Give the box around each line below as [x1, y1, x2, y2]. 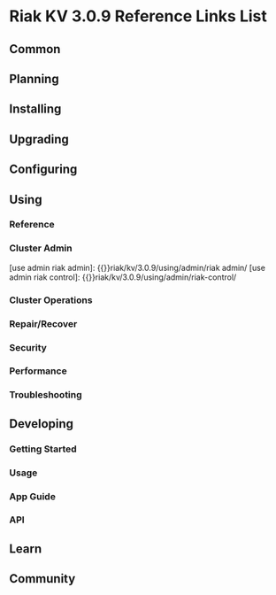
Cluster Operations [9, 294, 93, 306]
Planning [9, 71, 59, 86]
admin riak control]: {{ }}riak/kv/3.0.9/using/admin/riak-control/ [9, 272, 237, 282]
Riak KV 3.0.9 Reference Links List [9, 6, 267, 27]
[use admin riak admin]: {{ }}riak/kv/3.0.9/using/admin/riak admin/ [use [9, 262, 266, 273]
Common [9, 42, 61, 57]
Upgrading [9, 131, 69, 147]
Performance [9, 365, 68, 377]
